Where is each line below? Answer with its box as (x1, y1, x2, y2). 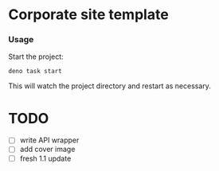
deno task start (8, 68, 62, 76)
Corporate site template (8, 6, 169, 24)
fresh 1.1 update (19, 154, 72, 163)
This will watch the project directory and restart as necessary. (8, 81, 211, 91)
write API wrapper (19, 135, 80, 145)
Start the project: (8, 52, 64, 61)
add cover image (19, 145, 76, 154)
